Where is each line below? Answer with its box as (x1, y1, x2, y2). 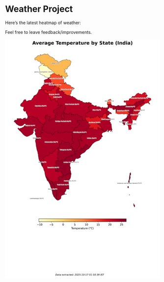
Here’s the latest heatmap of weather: (5, 20, 81, 26)
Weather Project (5, 3, 73, 15)
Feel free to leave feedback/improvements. (5, 29, 92, 35)
